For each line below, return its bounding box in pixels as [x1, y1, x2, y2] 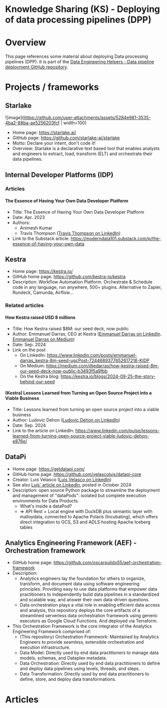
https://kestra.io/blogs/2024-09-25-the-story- [60, 373, 156, 379]
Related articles [5, 302, 44, 309]
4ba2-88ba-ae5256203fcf [5, 120, 60, 126]
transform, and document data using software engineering [19, 581, 140, 587]
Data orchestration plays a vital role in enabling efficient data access [19, 602, 160, 608]
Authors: [12, 220, 30, 226]
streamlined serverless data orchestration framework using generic [19, 613, 158, 619]
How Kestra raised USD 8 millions [5, 314, 76, 320]
